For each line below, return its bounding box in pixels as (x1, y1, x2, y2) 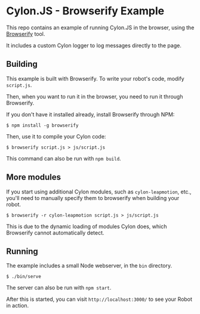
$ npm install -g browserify (6, 122, 79, 128)
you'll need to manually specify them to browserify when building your (6, 194, 180, 201)
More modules (6, 172, 61, 183)
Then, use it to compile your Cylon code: (6, 133, 106, 140)
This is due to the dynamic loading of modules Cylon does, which (6, 223, 167, 230)
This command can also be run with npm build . (6, 155, 121, 162)
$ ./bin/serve (6, 273, 42, 280)
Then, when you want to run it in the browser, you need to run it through (6, 93, 183, 100)
